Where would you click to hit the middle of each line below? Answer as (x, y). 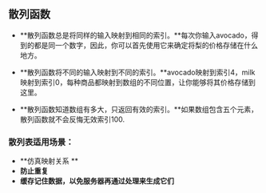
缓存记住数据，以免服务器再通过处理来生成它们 (97, 181)
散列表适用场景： (41, 142)
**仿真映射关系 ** (49, 161)
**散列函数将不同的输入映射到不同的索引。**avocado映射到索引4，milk (137, 72)
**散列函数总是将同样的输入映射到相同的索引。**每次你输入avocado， (135, 35)
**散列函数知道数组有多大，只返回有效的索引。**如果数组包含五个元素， (139, 109)
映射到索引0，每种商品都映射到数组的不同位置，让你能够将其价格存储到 (137, 82)
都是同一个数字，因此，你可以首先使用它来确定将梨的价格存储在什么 (146, 45)
